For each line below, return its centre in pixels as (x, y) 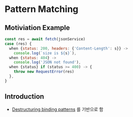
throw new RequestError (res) (44, 72)
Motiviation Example (37, 28)
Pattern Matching (41, 9)
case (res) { (18, 43)
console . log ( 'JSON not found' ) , (47, 62)
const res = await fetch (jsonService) (45, 39)
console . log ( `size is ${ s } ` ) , (45, 53)
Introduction (24, 97)
